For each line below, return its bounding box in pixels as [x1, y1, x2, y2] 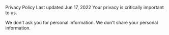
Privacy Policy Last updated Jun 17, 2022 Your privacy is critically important [5, 5, 164, 10]
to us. [5, 10, 17, 16]
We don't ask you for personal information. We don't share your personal [5, 20, 158, 25]
